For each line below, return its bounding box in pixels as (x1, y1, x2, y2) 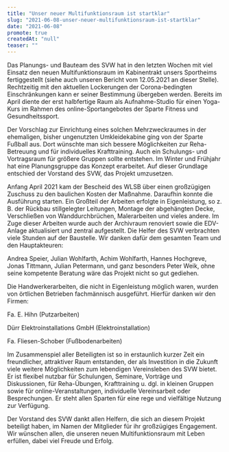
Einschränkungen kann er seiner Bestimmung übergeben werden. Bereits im (7, 90, 223, 98)
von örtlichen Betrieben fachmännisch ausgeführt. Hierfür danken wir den (7, 290, 216, 298)
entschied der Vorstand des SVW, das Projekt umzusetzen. (7, 169, 173, 177)
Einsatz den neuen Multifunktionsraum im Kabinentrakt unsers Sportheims (7, 68, 217, 76)
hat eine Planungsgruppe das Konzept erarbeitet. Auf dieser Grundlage (7, 162, 208, 170)
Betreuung (7, 147, 37, 155)
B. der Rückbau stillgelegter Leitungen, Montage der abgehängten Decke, (7, 204, 215, 213)
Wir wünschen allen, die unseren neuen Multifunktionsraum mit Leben (7, 429, 205, 438)
